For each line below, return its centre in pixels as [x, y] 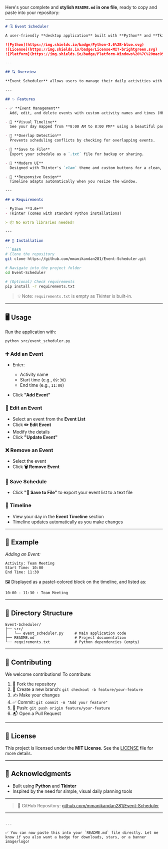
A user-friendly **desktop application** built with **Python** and [78, 35]
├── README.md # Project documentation [66, 638]
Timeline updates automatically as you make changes [68, 522]
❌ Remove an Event [29, 450]
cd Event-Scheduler [25, 272]
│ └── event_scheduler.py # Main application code [66, 633]
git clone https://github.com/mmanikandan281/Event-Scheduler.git [76, 259]
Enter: [18, 365]
